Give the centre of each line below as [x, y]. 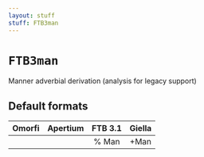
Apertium [66, 128]
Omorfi [26, 128]
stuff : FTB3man [33, 23]
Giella [141, 128]
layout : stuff [32, 15]
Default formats [48, 106]
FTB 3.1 [106, 128]
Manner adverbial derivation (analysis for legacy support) [102, 81]
